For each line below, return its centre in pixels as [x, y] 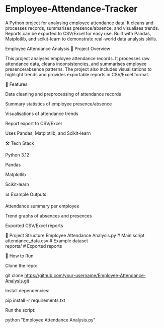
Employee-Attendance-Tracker [71, 9]
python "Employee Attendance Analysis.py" [50, 320]
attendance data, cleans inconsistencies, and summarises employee [76, 64]
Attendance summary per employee [42, 206]
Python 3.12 [17, 155]
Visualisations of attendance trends [42, 114]
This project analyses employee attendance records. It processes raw [77, 58]
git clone [14, 275]
